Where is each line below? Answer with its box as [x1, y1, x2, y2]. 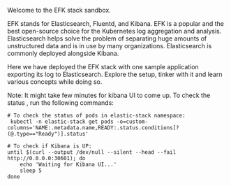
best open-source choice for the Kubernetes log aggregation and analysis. [7, 27, 222, 35]
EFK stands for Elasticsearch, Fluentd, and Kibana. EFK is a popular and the [7, 20, 225, 27]
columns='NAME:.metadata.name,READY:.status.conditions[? [7, 124, 179, 131]
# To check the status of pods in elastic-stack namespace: [7, 112, 186, 119]
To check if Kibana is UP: [13, 143, 92, 150]
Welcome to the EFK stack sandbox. [7, 6, 112, 14]
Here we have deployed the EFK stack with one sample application [7, 63, 199, 71]
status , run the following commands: [7, 99, 114, 107]
